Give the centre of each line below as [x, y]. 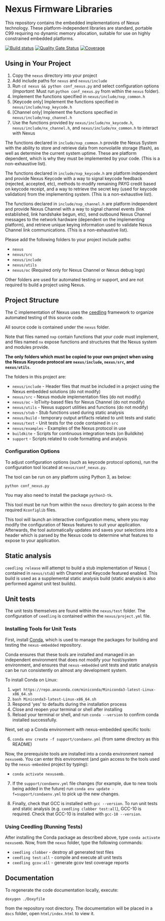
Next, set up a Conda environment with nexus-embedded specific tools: [78, 729]
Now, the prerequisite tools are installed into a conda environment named [79, 754]
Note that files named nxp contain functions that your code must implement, [82, 336]
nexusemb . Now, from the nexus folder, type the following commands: [74, 843]
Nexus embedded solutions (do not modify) [56, 391]
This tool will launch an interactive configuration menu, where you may [77, 519]
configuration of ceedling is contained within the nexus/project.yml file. [78, 616]
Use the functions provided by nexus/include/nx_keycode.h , [73, 122]
